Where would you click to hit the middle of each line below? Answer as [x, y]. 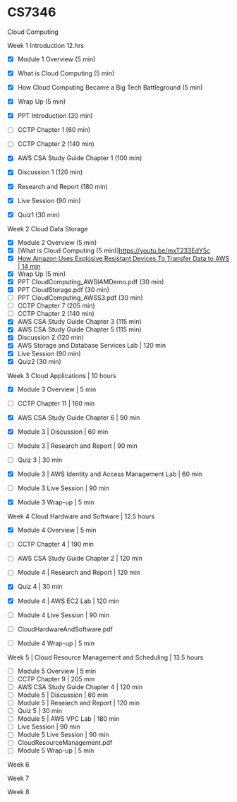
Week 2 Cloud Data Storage [48, 229]
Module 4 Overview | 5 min [57, 530]
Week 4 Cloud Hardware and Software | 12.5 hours [81, 516]
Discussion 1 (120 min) [50, 172]
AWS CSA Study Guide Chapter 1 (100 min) [80, 158]
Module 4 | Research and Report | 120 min [79, 573]
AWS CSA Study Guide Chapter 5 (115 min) [80, 329]
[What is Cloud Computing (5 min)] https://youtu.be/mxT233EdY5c [114, 250]
